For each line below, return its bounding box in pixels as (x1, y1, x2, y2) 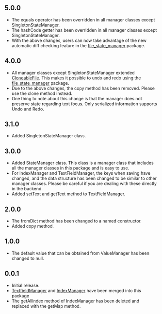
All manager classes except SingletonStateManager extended (11, 70, 135, 75)
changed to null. (11, 255, 44, 261)
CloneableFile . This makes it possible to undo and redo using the (11, 75, 141, 81)
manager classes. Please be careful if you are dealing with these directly (11, 181, 157, 186)
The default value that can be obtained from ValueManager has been (11, 250, 150, 256)
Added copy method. (11, 223, 54, 229)
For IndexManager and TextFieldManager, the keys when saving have (11, 170, 151, 176)
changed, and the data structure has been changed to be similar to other (11, 175, 157, 182)
